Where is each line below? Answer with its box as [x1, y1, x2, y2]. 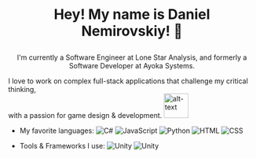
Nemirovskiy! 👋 [81, 22, 183, 40]
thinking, [8, 85, 37, 94]
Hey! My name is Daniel [53, 6, 210, 24]
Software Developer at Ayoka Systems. [69, 61, 195, 71]
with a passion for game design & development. [8, 111, 163, 120]
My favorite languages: [19, 126, 94, 135]
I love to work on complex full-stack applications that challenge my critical [8, 76, 249, 86]
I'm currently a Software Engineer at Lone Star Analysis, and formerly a [16, 53, 247, 62]
